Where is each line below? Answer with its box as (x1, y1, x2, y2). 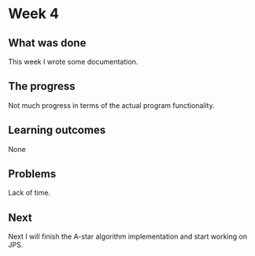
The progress (8, 80, 76, 93)
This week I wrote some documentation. (8, 57, 139, 66)
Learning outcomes (8, 124, 106, 137)
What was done (8, 36, 87, 50)
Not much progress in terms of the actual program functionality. (8, 100, 215, 110)
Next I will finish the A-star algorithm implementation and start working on (8, 232, 248, 241)
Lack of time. (8, 188, 51, 198)
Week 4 (8, 5, 59, 23)
